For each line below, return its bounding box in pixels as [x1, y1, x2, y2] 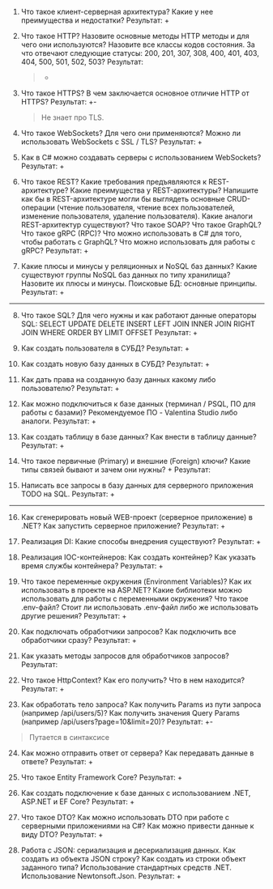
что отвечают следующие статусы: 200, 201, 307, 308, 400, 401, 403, [20, 49, 260, 57]
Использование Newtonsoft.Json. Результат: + [20, 871, 181, 881]
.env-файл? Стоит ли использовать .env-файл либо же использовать [20, 602, 258, 612]
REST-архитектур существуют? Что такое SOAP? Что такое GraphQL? [20, 220, 262, 229]
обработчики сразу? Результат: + [20, 636, 137, 644]
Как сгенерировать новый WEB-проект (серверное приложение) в [20, 513, 254, 521]
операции [20, 202, 56, 212]
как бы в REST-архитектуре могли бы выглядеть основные [20, 194, 225, 203]
